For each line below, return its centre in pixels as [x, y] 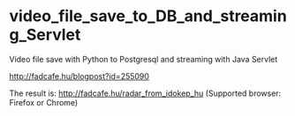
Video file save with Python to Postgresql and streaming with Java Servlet [144, 59]
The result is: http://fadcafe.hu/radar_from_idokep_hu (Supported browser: [145, 93]
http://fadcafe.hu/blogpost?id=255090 [79, 76]
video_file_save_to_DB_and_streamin [148, 16]
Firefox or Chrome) [44, 102]
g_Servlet [45, 35]
